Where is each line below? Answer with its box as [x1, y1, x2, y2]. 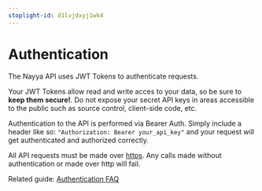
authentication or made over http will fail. [8, 159, 141, 168]
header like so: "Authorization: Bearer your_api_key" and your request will [8, 127, 254, 136]
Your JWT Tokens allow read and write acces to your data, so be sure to [8, 86, 242, 96]
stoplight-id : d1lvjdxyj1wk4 [8, 11, 104, 20]
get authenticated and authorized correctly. [8, 135, 149, 145]
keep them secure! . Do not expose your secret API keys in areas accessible [8, 95, 254, 105]
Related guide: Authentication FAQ [8, 174, 120, 183]
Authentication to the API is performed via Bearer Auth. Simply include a [8, 119, 242, 128]
